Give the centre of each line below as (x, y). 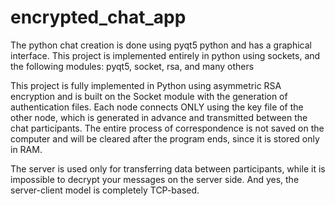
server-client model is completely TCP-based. (105, 190)
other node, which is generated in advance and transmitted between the (159, 117)
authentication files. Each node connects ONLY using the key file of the (157, 107)
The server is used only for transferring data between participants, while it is (168, 168)
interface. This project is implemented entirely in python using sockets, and (165, 55)
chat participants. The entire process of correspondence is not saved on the (167, 128)
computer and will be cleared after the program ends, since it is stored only (165, 138)
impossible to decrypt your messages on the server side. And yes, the (155, 179)
